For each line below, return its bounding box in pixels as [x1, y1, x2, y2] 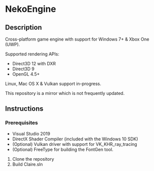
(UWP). [5, 42, 20, 47]
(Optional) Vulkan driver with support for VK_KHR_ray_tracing [12, 141, 137, 147]
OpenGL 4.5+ [12, 71, 40, 77]
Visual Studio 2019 [12, 130, 50, 136]
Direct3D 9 [12, 66, 35, 72]
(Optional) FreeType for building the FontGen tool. [12, 146, 114, 152]
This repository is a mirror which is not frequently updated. [5, 90, 125, 96]
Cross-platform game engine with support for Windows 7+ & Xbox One [5, 36, 150, 42]
